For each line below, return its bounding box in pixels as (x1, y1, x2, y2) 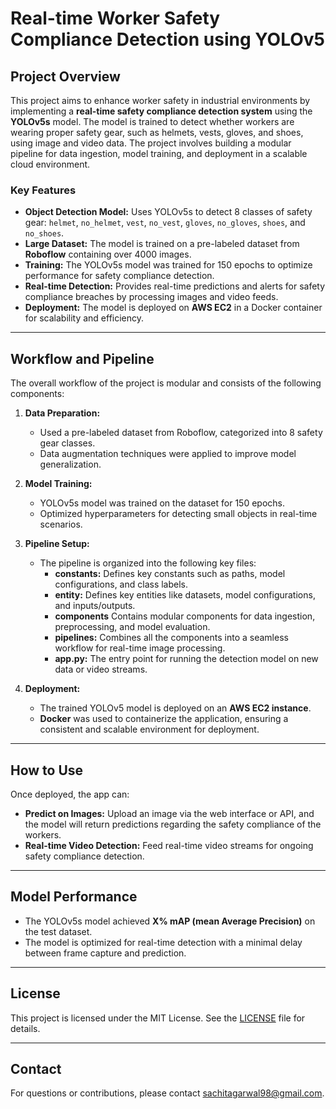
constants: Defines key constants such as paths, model (54, 568, 286, 580)
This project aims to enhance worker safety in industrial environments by (10, 95, 311, 106)
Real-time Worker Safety (10, 7, 221, 30)
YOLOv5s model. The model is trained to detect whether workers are (10, 116, 295, 127)
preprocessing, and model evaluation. (54, 621, 211, 633)
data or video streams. (54, 663, 148, 676)
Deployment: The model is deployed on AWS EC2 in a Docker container (24, 302, 323, 314)
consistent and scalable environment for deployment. (39, 723, 260, 736)
